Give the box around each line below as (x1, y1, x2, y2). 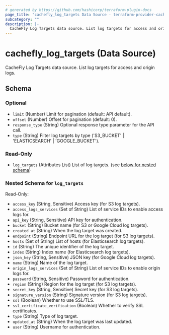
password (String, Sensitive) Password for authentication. (12, 276, 130, 282)
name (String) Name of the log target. (12, 260, 88, 266)
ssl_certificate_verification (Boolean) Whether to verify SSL (12, 303, 144, 309)
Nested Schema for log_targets (5, 179, 84, 186)
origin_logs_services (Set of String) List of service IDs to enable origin (12, 265, 160, 271)
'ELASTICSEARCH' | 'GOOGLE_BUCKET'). (12, 138, 100, 144)
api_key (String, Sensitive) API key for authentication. (12, 217, 123, 223)
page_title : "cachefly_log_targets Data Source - (5, 12, 112, 17)
